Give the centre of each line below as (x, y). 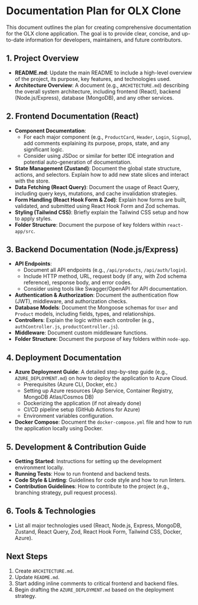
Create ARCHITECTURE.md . (44, 571)
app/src (24, 232)
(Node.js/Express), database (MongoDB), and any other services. (94, 97)
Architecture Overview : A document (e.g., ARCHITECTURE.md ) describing (102, 85)
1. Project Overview (43, 58)
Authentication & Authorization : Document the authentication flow (97, 295)
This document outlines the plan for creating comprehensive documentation (99, 27)
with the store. (32, 181)
